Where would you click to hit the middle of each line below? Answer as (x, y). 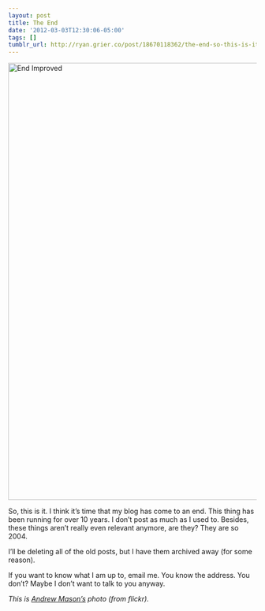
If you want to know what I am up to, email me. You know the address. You (129, 576)
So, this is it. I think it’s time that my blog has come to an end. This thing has (131, 511)
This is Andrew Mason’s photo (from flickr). (79, 599)
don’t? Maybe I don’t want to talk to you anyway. (87, 583)
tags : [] (22, 37)
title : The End (33, 23)
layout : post (30, 15)
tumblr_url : (28, 45)
